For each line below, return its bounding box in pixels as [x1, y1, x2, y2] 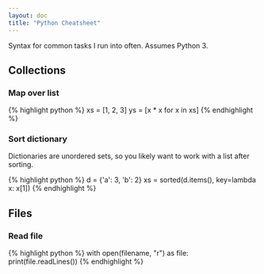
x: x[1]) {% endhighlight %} [8, 184, 97, 193]
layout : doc [8, 11, 48, 20]
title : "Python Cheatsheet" [8, 19, 101, 27]
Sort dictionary [8, 134, 67, 145]
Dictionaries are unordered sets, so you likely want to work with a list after [8, 151, 250, 161]
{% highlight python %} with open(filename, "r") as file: [8, 249, 189, 258]
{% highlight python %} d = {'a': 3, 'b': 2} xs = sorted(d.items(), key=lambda [8, 175, 256, 185]
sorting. [8, 160, 34, 169]
